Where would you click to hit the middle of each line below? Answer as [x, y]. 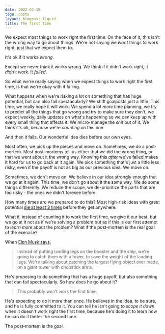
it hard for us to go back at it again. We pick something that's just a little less [82, 162]
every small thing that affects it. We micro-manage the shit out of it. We [77, 122]
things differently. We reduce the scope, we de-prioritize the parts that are [80, 188]
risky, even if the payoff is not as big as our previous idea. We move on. [77, 167]
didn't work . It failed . [26, 72]
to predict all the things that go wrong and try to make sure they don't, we [80, 112]
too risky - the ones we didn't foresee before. [51, 193]
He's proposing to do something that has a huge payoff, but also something [82, 277]
